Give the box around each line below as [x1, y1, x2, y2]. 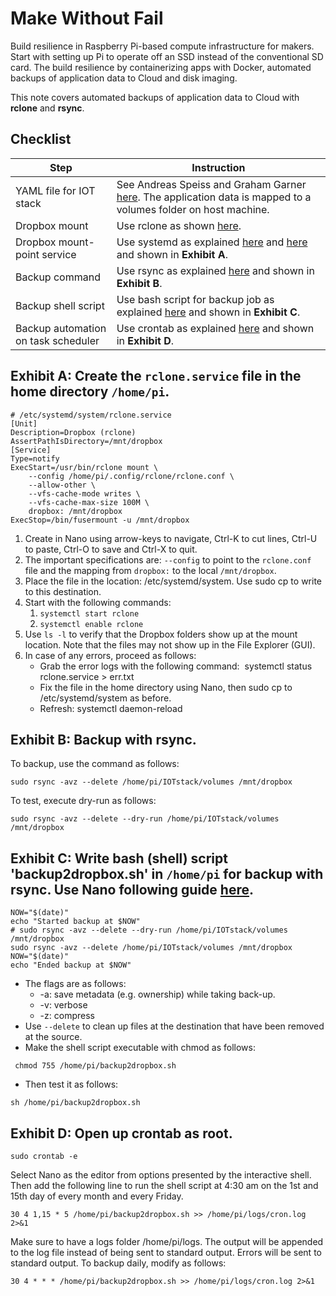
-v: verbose [39, 999, 88, 1011]
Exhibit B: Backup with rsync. [10, 731, 197, 748]
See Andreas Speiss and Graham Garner [116, 177, 307, 191]
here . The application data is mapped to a [116, 190, 312, 204]
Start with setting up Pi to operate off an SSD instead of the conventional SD [10, 50, 324, 62]
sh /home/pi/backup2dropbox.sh [10, 1098, 141, 1108]
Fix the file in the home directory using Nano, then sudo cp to [39, 681, 293, 693]
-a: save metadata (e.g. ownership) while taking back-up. [39, 988, 276, 1001]
